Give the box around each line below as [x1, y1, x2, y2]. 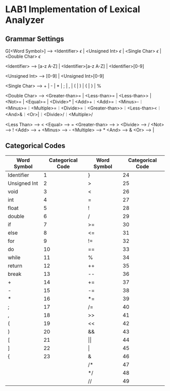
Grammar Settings [5, 34, 64, 43]
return [8, 262, 23, 269]
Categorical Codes [5, 141, 66, 150]
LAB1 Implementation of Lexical [5, 4, 141, 15]
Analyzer [5, 14, 45, 26]
